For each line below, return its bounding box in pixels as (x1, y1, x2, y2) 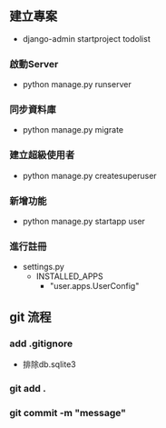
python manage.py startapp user (22, 216, 145, 226)
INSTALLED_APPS (35, 271, 104, 282)
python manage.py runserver (22, 79, 132, 90)
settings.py (22, 262, 65, 273)
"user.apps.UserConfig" (49, 281, 140, 292)
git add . (9, 382, 47, 394)
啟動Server (9, 57, 59, 70)
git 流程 (9, 309, 52, 324)
